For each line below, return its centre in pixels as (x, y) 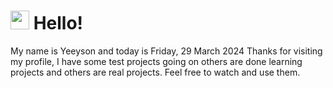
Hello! (58, 23)
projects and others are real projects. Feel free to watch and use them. (155, 72)
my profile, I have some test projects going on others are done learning (156, 61)
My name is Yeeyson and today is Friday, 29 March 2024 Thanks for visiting (166, 51)
